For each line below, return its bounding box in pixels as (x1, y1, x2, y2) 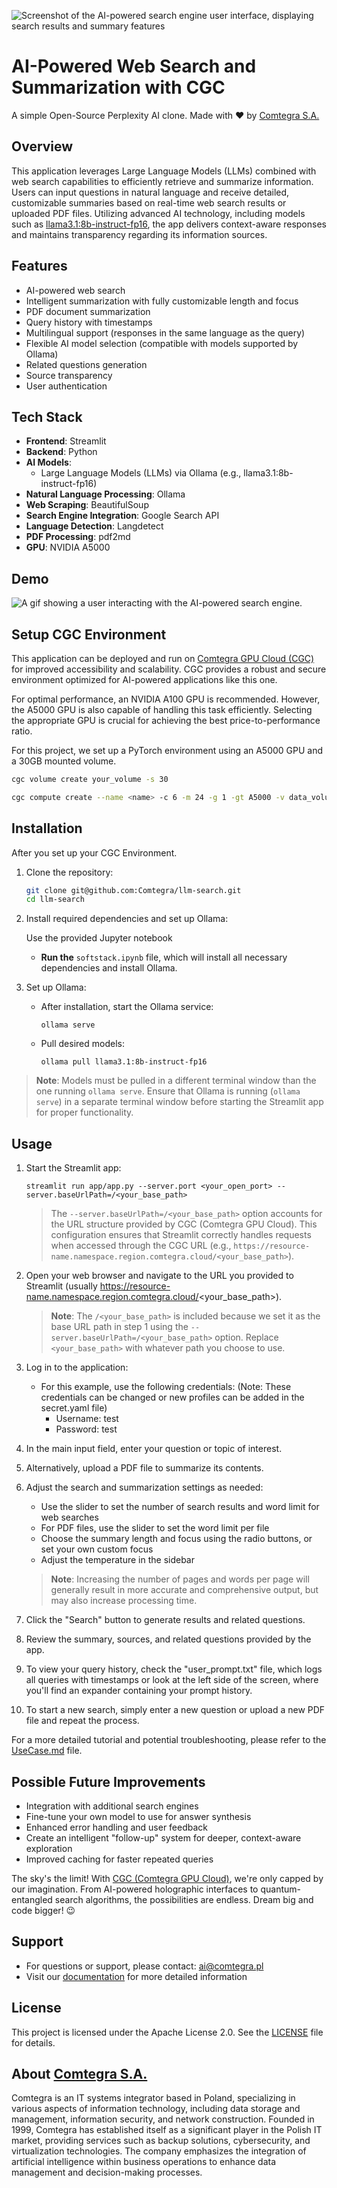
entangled (11, 1893, 53, 1905)
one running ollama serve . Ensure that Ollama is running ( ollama (35, 1085, 301, 1097)
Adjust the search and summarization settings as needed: (25, 1481, 264, 1494)
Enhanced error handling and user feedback (25, 1821, 209, 1833)
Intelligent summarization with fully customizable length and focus (25, 295, 299, 307)
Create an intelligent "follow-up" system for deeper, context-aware (25, 1831, 302, 1844)
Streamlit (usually (25, 1280, 98, 1292)
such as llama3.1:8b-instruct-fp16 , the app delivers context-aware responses (11, 218, 327, 230)
